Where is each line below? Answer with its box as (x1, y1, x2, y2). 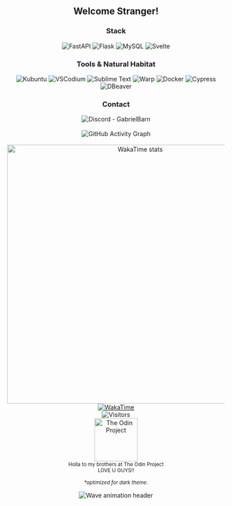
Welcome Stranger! (73, 6, 159, 17)
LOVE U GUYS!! (97, 467, 135, 474)
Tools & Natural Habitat (76, 59, 156, 68)
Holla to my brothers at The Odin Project (68, 461, 164, 468)
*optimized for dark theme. (84, 479, 148, 486)
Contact (102, 99, 130, 109)
